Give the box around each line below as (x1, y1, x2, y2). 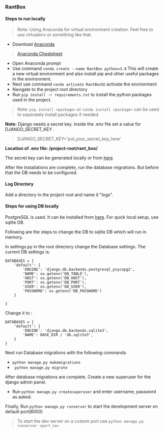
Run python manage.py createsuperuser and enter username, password (12, 388, 156, 394)
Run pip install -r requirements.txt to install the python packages (12, 92, 152, 98)
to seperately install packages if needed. (17, 112, 100, 117)
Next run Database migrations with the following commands (5, 349, 126, 355)
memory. (5, 234, 23, 240)
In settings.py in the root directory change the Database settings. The (5, 243, 146, 249)
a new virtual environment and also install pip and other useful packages (12, 71, 159, 77)
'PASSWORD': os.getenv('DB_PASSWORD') (23, 289, 102, 293)
